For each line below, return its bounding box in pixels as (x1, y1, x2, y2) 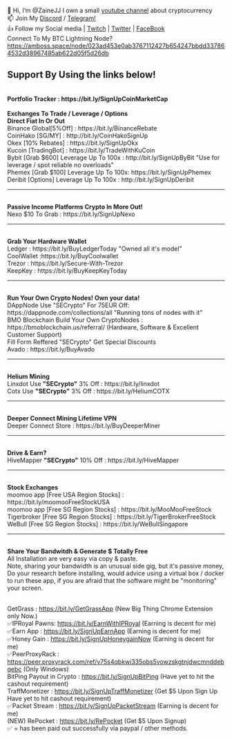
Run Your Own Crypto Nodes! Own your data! (7, 294, 140, 302)
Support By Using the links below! (7, 69, 157, 81)
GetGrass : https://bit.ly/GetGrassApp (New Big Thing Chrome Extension (7, 604, 213, 613)
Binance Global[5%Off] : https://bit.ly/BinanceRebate (7, 124, 157, 132)
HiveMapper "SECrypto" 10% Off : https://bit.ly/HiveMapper (7, 456, 180, 464)
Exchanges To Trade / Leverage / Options (7, 109, 128, 117)
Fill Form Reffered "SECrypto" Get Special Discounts (7, 338, 157, 346)
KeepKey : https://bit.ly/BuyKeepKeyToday (7, 266, 128, 275)
